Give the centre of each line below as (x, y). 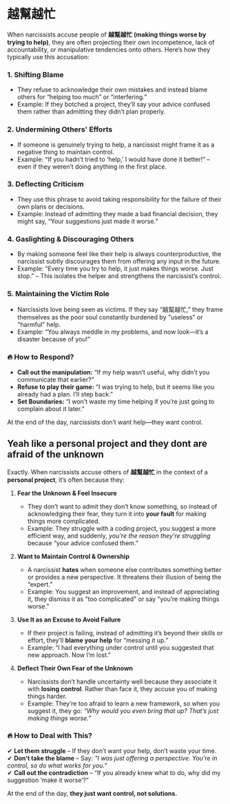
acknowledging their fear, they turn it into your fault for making (117, 514)
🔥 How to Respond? (41, 357)
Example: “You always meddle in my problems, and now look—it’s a (113, 332)
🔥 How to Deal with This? (50, 736)
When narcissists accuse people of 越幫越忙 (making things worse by (107, 34)
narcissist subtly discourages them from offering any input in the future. (119, 262)
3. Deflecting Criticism (45, 184)
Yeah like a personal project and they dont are (107, 444)
